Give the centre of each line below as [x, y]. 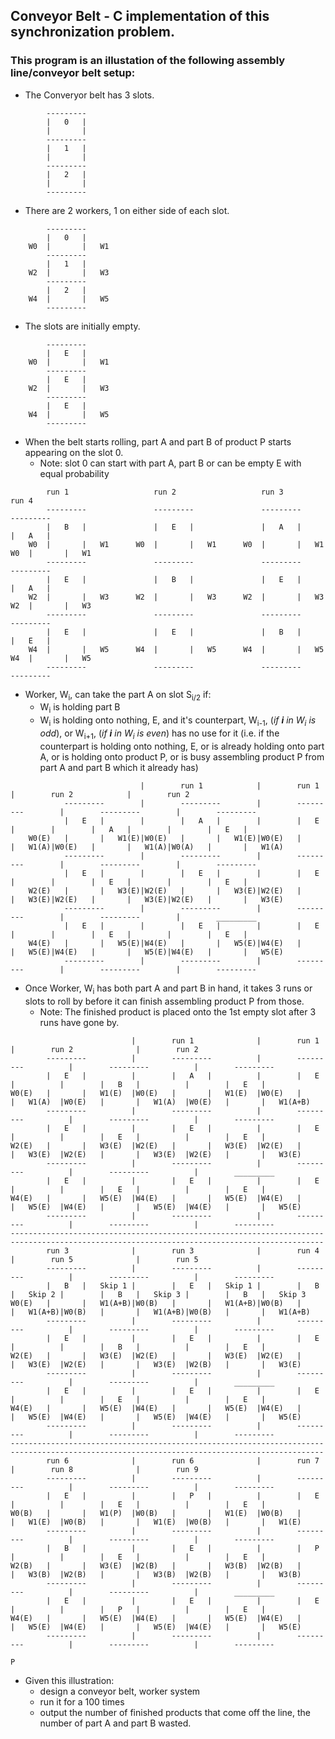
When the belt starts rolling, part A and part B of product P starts [158, 441]
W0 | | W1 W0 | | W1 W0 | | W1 [176, 544]
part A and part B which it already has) [119, 767]
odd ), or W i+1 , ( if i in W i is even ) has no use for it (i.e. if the [159, 734]
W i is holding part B [80, 708]
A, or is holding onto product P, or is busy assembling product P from [182, 756]
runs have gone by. [79, 1022]
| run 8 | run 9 [104, 1469]
